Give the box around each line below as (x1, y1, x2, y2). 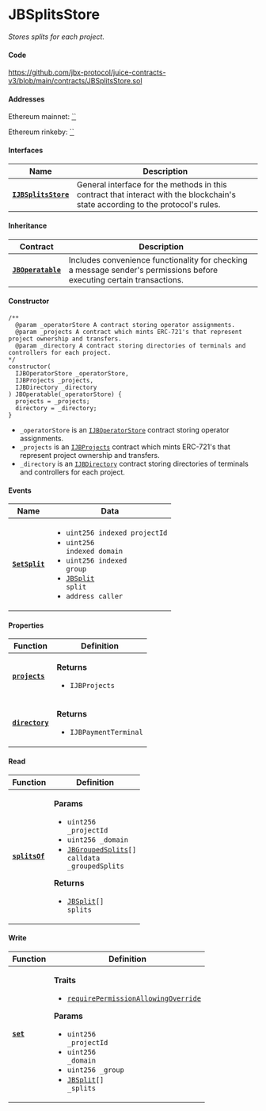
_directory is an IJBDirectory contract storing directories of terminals (19, 459, 249, 468)
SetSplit (12, 559, 45, 569)
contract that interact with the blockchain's (76, 189, 236, 200)
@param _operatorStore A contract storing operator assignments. (15, 321, 236, 329)
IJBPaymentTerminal (70, 728, 144, 737)
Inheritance (8, 221, 47, 231)
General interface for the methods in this (76, 179, 227, 190)
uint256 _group (66, 1065, 124, 1074)
